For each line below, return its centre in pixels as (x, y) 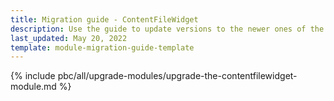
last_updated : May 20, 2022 (69, 38)
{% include (33, 76)
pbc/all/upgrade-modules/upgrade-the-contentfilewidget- (177, 76)
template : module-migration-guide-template (102, 47)
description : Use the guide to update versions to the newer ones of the (167, 29)
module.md (33, 87)
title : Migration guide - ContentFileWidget (104, 19)
